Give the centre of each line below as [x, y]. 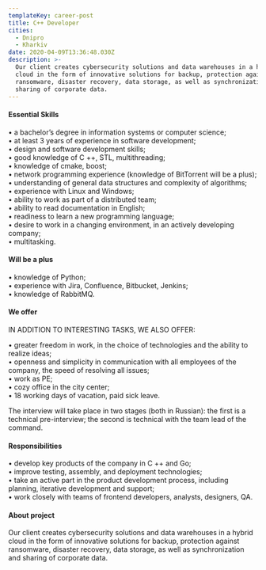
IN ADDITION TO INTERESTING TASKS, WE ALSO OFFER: [102, 329]
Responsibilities [35, 446]
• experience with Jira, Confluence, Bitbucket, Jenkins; [98, 285]
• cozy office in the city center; [59, 387]
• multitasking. [32, 241]
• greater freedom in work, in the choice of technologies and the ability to [128, 344]
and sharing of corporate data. [58, 558]
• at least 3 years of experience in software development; [102, 140]
